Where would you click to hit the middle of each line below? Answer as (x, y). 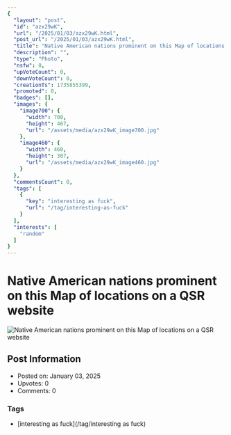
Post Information (44, 359)
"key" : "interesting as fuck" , (71, 201)
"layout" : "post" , (40, 20)
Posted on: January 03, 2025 (59, 376)
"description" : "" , (42, 53)
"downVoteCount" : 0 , (43, 78)
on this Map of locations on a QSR (106, 296)
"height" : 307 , (48, 156)
